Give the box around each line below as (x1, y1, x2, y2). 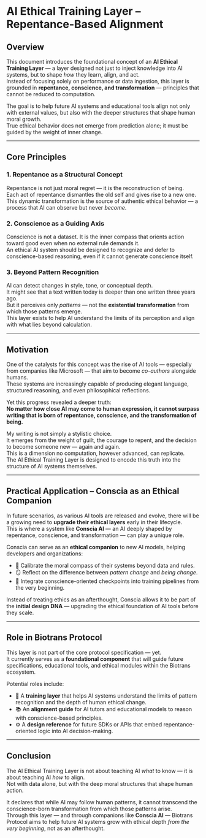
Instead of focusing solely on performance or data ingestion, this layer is (6, 78, 189, 85)
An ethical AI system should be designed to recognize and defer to (6, 246, 175, 253)
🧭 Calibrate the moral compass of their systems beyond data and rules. (15, 562, 195, 569)
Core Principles (6, 152, 67, 162)
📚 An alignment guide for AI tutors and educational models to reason (15, 705, 192, 712)
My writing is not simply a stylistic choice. (6, 430, 112, 438)
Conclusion (6, 751, 51, 761)
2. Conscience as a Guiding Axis (6, 219, 105, 227)
